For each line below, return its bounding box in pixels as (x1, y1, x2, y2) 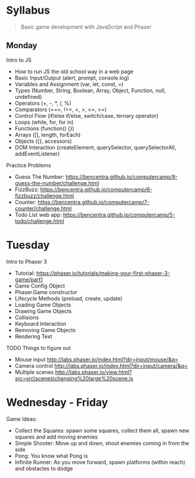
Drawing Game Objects (14, 307, 73, 314)
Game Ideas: (6, 415, 37, 423)
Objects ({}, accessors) (14, 138, 73, 145)
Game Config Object (14, 282, 65, 289)
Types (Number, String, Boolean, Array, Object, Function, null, (14, 87, 166, 94)
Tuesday (6, 238, 50, 252)
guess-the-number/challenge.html (14, 179, 99, 186)
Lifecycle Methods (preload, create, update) (14, 295, 123, 302)
